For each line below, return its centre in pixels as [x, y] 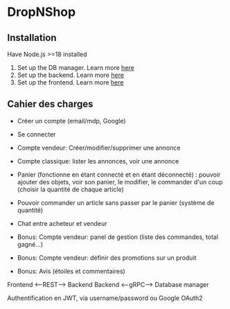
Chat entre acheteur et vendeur [62, 223]
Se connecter [36, 134]
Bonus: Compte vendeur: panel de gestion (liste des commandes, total [118, 237]
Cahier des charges [50, 104]
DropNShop [42, 12]
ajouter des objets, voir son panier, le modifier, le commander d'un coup [120, 182]
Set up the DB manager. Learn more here [76, 68]
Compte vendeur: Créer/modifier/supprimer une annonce [99, 148]
